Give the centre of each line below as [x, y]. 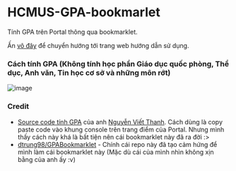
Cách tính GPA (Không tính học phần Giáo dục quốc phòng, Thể [118, 64]
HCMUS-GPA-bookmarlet [84, 12]
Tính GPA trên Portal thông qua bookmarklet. [72, 32]
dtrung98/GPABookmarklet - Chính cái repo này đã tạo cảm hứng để [117, 144]
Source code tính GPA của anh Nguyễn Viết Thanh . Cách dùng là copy [120, 122]
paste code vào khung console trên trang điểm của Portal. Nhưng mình [121, 129]
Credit [18, 107]
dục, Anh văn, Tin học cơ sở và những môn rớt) [89, 73]
